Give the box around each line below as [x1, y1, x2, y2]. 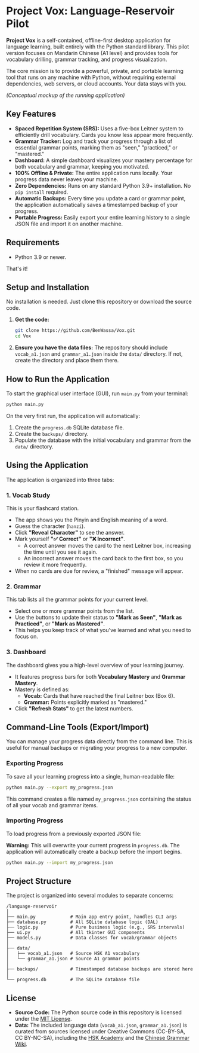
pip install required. [14, 188, 69, 196]
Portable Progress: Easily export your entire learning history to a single [14, 213, 191, 221]
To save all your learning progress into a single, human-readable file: [6, 773, 175, 780]
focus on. [14, 633, 39, 640]
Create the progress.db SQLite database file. [14, 423, 125, 431]
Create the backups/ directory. [14, 430, 89, 437]
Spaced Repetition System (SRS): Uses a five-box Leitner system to [14, 124, 184, 132]
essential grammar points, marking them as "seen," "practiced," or [14, 144, 178, 151]
